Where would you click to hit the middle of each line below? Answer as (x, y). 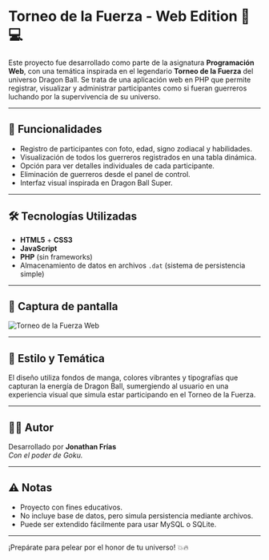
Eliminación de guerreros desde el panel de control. (105, 174)
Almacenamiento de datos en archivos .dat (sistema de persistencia (132, 265)
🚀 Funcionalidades (55, 129)
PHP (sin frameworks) (56, 256)
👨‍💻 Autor (31, 427)
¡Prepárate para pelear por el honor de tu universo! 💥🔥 (98, 547)
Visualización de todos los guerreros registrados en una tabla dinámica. (138, 157)
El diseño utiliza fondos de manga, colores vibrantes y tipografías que (123, 378)
